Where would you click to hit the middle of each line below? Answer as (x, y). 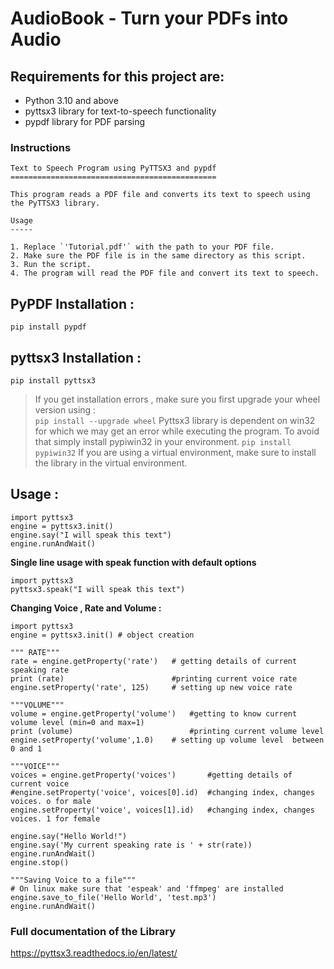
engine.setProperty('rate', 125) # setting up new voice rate (151, 687)
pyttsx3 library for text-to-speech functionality (120, 111)
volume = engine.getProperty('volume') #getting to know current (154, 713)
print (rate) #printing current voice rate (154, 678)
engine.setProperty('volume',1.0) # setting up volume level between (167, 740)
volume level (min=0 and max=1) (77, 722)
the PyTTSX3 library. (55, 203)
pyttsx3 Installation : (76, 357)
